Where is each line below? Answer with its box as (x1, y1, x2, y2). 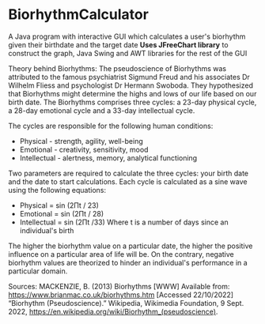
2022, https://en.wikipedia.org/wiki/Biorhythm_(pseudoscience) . (8, 307, 218, 316)
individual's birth (19, 225, 74, 235)
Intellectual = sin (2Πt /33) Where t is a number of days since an (19, 217, 229, 227)
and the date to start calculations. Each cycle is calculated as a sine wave (8, 176, 248, 186)
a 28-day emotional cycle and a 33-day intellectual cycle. (8, 105, 195, 115)
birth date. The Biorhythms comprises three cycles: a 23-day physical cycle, (8, 97, 257, 107)
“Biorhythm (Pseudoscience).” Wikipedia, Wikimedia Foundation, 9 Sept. (8, 298, 244, 307)
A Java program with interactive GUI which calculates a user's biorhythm (8, 32, 246, 41)
